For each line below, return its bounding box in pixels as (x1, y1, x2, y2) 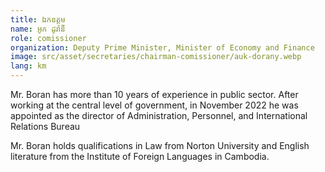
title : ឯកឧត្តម (10, 14, 66, 25)
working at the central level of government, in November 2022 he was (10, 99, 299, 111)
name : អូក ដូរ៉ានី (10, 24, 66, 34)
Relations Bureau (10, 121, 81, 132)
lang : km (10, 61, 47, 71)
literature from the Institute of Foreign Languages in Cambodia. (10, 151, 270, 162)
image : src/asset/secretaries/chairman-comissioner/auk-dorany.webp (10, 52, 302, 62)
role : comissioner (10, 33, 87, 43)
